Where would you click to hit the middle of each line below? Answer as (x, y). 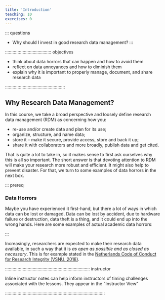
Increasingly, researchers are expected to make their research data (73, 244)
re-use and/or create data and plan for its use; (59, 129)
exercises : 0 (19, 19)
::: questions (18, 33)
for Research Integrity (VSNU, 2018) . (42, 259)
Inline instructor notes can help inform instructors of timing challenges (77, 279)
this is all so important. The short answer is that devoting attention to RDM (81, 160)
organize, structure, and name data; (49, 134)
